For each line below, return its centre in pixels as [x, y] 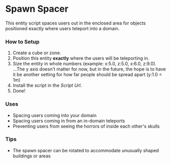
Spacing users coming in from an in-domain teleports [69, 121]
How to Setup [22, 41]
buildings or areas [32, 156]
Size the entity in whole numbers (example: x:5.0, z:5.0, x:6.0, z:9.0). [84, 64]
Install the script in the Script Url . [47, 85]
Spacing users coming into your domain [55, 115]
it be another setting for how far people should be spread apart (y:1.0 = [87, 75]
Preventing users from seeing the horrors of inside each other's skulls [86, 126]
